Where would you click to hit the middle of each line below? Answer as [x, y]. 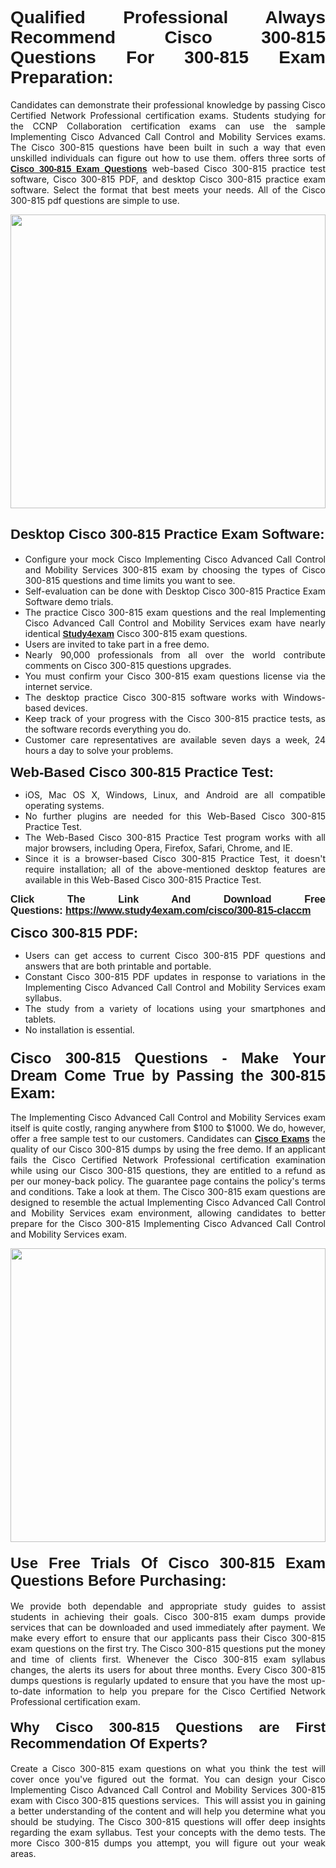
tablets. [40, 1019]
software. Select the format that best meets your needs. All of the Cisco [168, 189]
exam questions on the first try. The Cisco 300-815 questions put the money [168, 1649]
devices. [70, 708]
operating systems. [64, 805]
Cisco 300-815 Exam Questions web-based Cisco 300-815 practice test [168, 168]
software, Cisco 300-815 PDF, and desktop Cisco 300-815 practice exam [168, 179]
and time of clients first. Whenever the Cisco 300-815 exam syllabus [168, 1659]
